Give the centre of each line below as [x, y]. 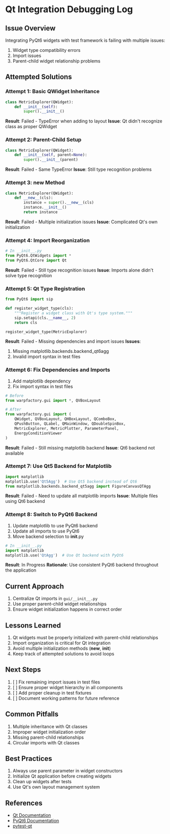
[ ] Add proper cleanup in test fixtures [52, 693]
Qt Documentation [32, 815]
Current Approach [35, 586]
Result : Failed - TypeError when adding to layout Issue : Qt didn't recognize [84, 121]
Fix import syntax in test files [43, 386]
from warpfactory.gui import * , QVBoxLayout [53, 400]
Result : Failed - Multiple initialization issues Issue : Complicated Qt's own [81, 222]
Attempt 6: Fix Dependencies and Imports [58, 370]
